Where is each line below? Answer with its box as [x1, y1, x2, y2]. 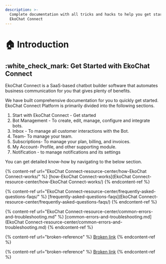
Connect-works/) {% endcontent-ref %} [68, 179, 150, 185]
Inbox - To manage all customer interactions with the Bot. [12, 128, 129, 134]
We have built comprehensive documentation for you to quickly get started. [5, 98, 159, 104]
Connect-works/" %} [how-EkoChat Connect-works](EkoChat [5, 174, 131, 180]
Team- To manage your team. [12, 133, 73, 139]
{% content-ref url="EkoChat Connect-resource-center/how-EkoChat [5, 168, 147, 174]
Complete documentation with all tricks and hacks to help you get [9, 12, 152, 17]
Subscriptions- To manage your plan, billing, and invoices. [12, 139, 131, 145]
